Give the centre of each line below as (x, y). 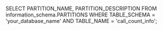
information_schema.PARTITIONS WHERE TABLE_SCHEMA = (81, 15)
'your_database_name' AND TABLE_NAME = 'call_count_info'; (81, 21)
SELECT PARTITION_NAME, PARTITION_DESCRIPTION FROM (81, 9)
